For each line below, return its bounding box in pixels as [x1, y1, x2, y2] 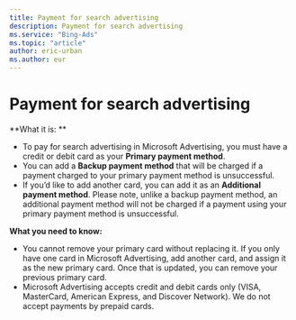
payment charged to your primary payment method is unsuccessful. [22, 169, 275, 180]
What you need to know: [9, 225, 103, 236]
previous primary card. [22, 271, 107, 282]
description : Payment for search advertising [9, 22, 183, 31]
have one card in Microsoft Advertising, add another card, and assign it [22, 252, 286, 263]
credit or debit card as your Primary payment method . [22, 151, 226, 161]
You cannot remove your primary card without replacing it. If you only [22, 242, 281, 253]
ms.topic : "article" [9, 38, 87, 48]
